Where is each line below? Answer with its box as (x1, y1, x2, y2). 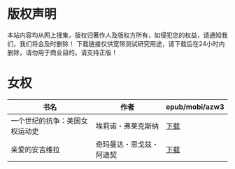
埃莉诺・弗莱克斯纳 (95, 121, 159, 131)
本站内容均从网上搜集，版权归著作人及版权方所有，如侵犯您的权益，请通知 (7, 31, 222, 39)
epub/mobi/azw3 (165, 102, 225, 112)
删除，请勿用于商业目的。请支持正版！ (7, 48, 117, 57)
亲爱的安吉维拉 (10, 145, 61, 154)
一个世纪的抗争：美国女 (10, 116, 89, 126)
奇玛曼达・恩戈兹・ (95, 139, 159, 149)
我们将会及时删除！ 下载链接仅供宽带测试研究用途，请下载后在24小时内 (19, 39, 225, 47)
